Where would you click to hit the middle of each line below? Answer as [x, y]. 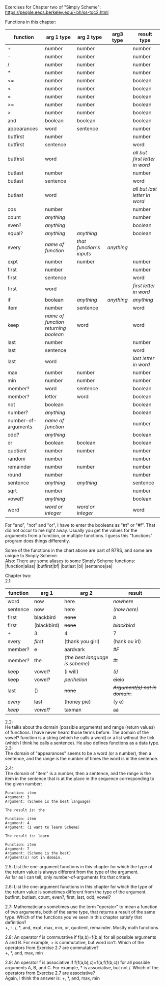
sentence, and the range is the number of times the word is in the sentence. [82, 759]
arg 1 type [58, 37]
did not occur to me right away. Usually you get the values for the [71, 530]
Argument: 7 [17, 849]
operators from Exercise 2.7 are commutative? [52, 948]
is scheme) [77, 663]
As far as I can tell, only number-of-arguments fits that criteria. [68, 877]
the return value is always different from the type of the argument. [72, 872]
